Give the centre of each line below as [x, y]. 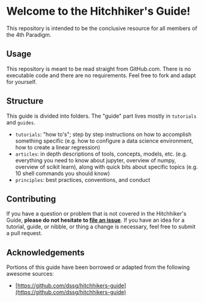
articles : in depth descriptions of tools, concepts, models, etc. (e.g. [101, 154]
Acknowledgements [46, 252]
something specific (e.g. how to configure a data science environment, [104, 141]
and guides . [21, 122]
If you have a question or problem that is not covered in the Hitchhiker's [97, 214]
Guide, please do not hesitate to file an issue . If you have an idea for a [96, 220]
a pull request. [24, 233]
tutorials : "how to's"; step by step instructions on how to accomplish [103, 134]
